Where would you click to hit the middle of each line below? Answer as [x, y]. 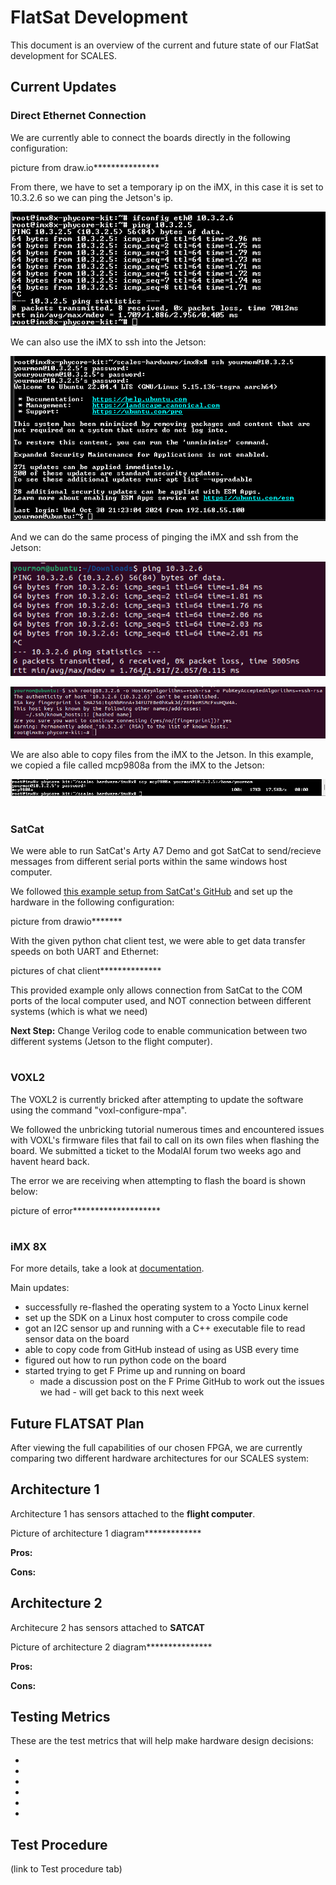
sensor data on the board [77, 1339]
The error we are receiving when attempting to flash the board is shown [158, 1180]
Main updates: [40, 1288]
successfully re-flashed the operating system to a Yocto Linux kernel [166, 1307]
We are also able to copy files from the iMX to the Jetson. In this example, [162, 755]
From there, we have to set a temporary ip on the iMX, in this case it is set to [167, 187]
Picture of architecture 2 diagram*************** [111, 1647]
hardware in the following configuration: [92, 902]
